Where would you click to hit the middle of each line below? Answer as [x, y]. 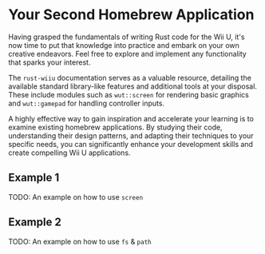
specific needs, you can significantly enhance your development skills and [131, 144]
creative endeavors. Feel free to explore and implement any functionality [128, 54]
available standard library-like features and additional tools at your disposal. [133, 86]
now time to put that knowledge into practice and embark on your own [124, 45]
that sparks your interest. [49, 62]
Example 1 [34, 178]
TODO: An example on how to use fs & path [80, 241]
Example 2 [35, 222]
